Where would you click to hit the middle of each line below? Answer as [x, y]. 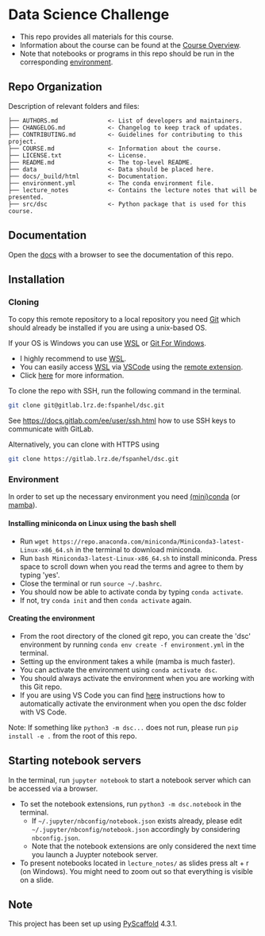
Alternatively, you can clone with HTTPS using [84, 445]
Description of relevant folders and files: [74, 106]
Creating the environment [52, 618]
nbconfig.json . [56, 837]
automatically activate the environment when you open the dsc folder [133, 703]
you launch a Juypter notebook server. [95, 854]
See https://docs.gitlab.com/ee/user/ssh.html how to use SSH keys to [122, 421]
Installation [36, 279]
